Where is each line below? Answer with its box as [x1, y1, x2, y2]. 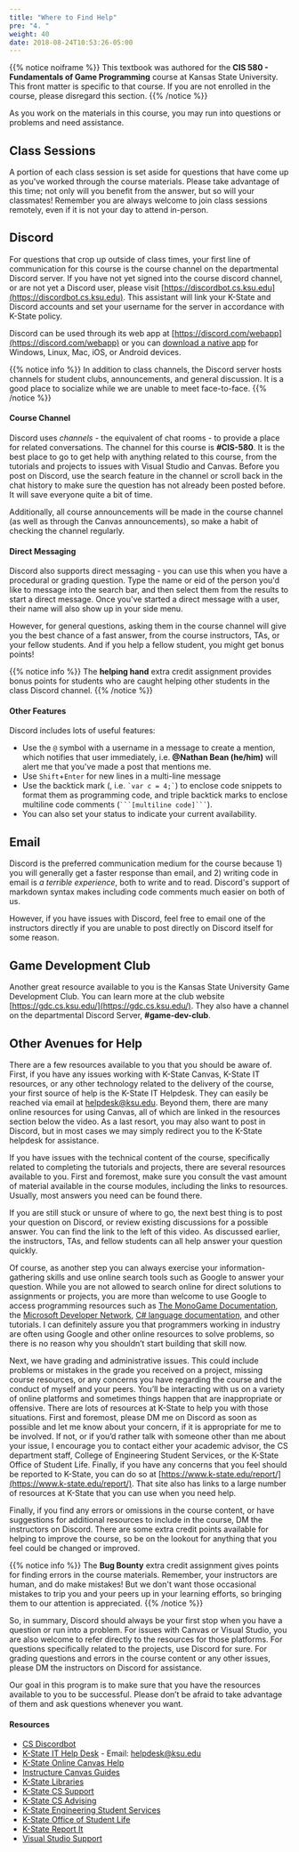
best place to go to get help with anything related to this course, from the [9, 451, 278, 463]
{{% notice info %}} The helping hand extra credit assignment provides [9, 667, 272, 677]
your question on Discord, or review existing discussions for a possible [9, 1217, 269, 1227]
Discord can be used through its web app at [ [9, 328, 175, 338]
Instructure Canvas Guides [21, 1767, 120, 1778]
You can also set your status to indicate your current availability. [21, 809, 257, 820]
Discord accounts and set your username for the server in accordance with [9, 301, 285, 311]
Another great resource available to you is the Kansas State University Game [9, 982, 290, 992]
